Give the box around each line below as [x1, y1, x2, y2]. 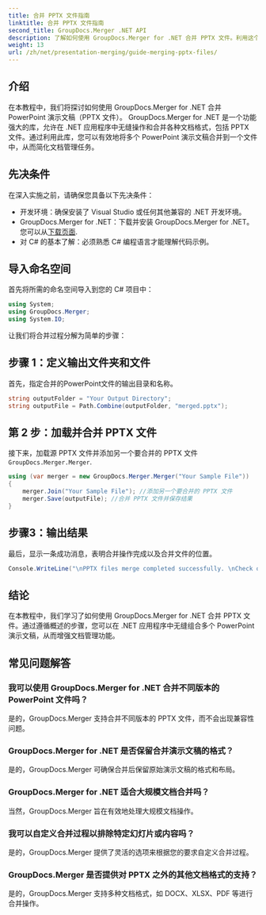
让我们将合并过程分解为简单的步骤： [8, 331, 127, 340]
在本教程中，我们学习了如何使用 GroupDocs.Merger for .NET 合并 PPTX [8, 611, 242, 621]
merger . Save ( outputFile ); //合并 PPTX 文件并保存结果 [22, 495, 192, 503]
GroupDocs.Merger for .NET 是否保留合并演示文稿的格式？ [8, 745, 234, 756]
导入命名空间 [8, 263, 71, 276]
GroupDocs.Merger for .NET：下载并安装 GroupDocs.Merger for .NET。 [19, 217, 254, 226]
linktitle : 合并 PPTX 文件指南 [8, 19, 104, 27]
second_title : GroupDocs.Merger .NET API [8, 26, 147, 34]
